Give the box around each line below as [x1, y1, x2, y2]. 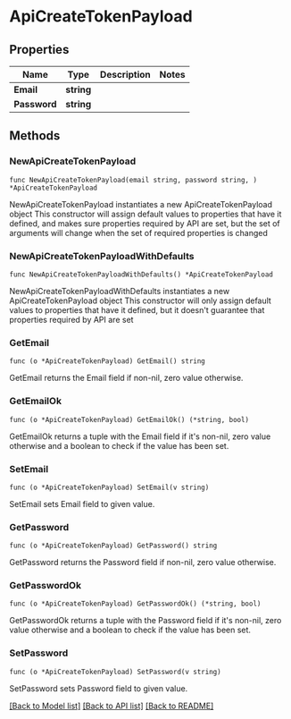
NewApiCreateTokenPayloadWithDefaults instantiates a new [9, 285, 230, 296]
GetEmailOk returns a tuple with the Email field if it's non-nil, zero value [9, 431, 271, 442]
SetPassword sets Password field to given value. [9, 682, 188, 694]
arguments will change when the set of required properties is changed [9, 227, 268, 238]
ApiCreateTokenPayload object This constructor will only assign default [9, 295, 272, 306]
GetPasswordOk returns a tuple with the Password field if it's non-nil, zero [9, 615, 282, 626]
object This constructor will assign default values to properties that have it [9, 208, 282, 219]
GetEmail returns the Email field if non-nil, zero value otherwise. [9, 373, 244, 384]
